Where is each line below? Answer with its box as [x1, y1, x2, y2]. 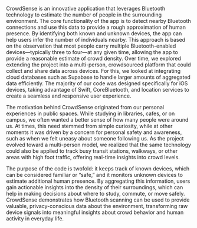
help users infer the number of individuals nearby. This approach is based [6, 36, 186, 43]
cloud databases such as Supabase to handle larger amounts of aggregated [6, 73, 191, 81]
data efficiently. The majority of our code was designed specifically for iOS [6, 80, 188, 87]
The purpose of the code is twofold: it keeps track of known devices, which [6, 165, 190, 172]
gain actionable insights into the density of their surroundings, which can [6, 184, 183, 190]
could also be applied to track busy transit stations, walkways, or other [6, 147, 178, 155]
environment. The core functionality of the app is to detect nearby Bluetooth [6, 18, 191, 24]
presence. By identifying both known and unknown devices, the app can [6, 30, 182, 37]
